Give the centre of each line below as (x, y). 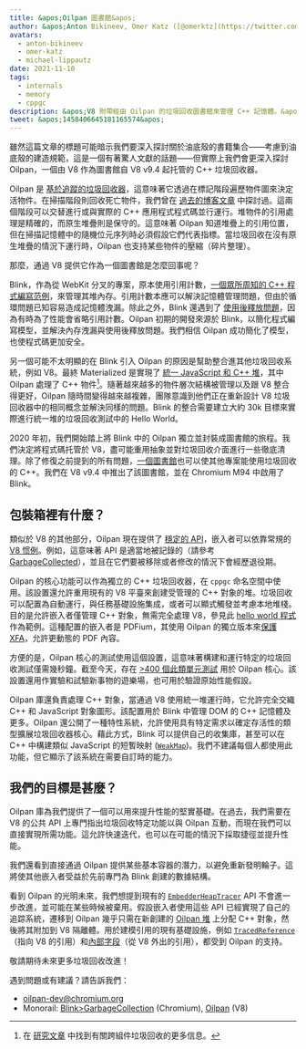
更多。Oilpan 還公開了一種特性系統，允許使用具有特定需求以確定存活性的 (147, 722)
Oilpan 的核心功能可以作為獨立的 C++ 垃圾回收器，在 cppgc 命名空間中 (141, 581)
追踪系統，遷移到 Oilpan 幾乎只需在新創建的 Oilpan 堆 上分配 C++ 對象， (145, 919)
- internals (41, 86)
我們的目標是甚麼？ (63, 788)
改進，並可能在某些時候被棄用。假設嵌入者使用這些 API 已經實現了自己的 (153, 908)
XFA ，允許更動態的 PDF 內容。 (67, 638)
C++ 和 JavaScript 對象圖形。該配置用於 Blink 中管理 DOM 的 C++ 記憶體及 (150, 711)
